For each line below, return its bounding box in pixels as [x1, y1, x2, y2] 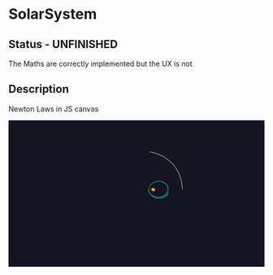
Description [8, 82, 69, 96]
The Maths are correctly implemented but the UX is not [8, 59, 193, 68]
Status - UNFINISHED [8, 37, 118, 51]
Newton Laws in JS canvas [8, 103, 99, 114]
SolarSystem [8, 5, 97, 24]
